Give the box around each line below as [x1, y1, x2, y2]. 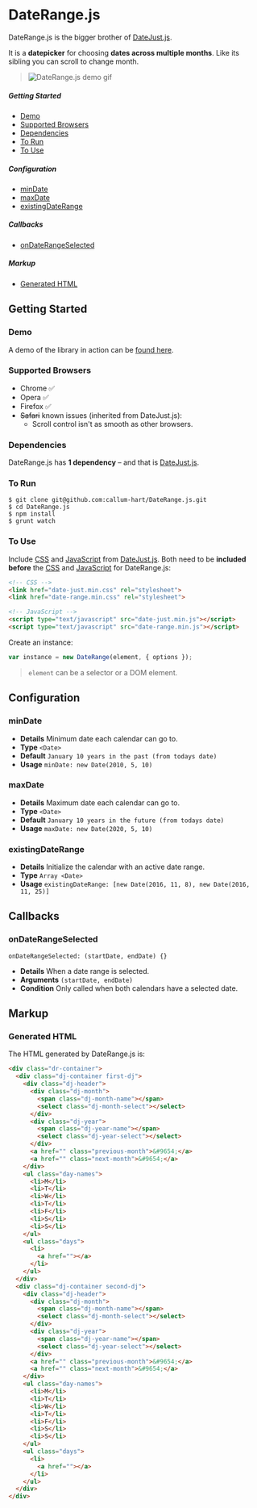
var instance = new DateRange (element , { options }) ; [8, 653, 193, 661]
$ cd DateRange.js [8, 503, 70, 512]
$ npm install [8, 510, 56, 518]
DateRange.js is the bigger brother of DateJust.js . [8, 32, 172, 42]
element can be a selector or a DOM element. [27, 667, 178, 677]
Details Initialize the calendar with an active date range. [19, 862, 205, 872]
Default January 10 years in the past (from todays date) [19, 750, 218, 760]
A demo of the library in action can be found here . [8, 345, 175, 354]
